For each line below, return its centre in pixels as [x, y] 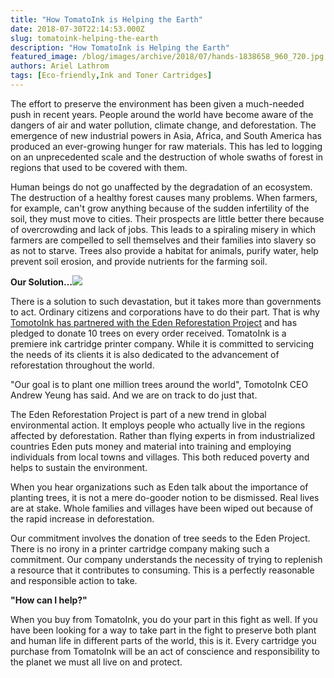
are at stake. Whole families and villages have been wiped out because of [162, 508]
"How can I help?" [49, 600]
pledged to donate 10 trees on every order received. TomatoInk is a [148, 333]
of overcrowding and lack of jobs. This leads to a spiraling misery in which [163, 229]
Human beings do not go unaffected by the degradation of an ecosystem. [161, 187]
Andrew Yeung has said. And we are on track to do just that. [134, 395]
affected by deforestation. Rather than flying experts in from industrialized [162, 435]
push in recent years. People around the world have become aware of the [162, 114]
